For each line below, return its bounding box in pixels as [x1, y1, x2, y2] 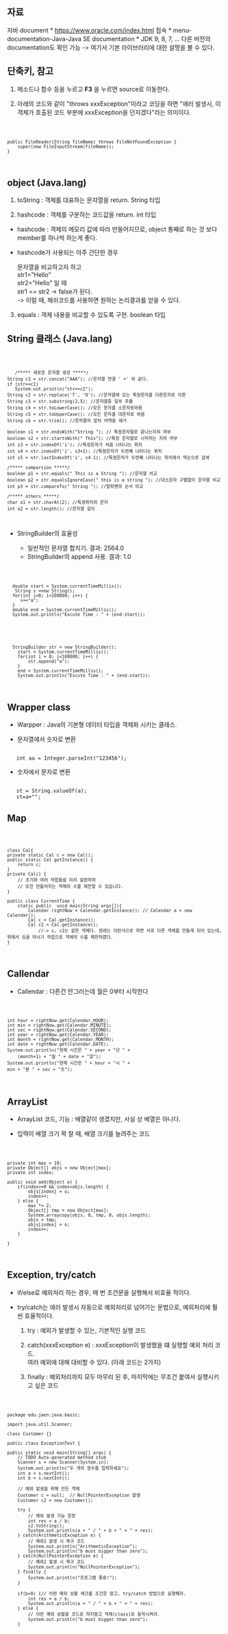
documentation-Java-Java [7, 34, 82, 43]
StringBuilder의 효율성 [16, 529, 78, 538]
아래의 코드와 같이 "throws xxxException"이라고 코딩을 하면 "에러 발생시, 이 [16, 99, 221, 108]
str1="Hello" [16, 271, 51, 279]
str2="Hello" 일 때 [16, 279, 67, 287]
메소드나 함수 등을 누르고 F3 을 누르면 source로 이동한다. [16, 85, 170, 93]
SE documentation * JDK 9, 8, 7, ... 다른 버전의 [83, 34, 211, 43]
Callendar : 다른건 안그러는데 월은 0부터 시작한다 [16, 987, 149, 995]
